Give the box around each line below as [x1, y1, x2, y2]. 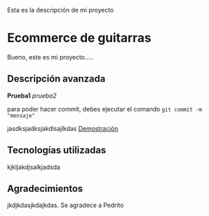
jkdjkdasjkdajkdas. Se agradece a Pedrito [7, 201, 124, 210]
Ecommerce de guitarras [7, 30, 152, 46]
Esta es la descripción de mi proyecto [7, 6, 115, 14]
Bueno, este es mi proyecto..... [7, 53, 94, 61]
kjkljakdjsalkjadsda [7, 163, 61, 171]
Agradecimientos [7, 183, 83, 195]
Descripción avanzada [7, 73, 106, 85]
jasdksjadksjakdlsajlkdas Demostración [7, 124, 119, 132]
